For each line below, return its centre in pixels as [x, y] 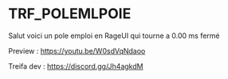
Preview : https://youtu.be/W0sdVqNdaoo [77, 51]
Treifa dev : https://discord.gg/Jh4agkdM [76, 66]
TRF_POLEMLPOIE [70, 14]
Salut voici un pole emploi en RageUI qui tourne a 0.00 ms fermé [114, 36]
